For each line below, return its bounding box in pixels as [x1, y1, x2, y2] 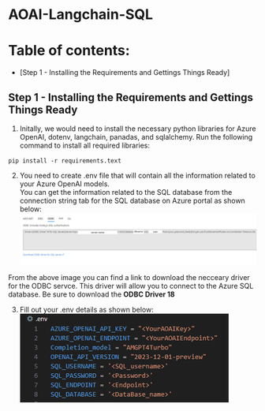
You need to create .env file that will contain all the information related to [19, 170, 256, 180]
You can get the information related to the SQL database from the [19, 187, 233, 196]
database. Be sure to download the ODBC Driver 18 [8, 290, 175, 299]
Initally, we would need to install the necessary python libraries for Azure [19, 124, 256, 133]
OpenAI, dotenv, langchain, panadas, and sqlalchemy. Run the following [19, 132, 253, 141]
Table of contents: [8, 42, 130, 60]
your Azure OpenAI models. [19, 179, 110, 189]
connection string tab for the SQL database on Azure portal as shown [19, 196, 246, 205]
